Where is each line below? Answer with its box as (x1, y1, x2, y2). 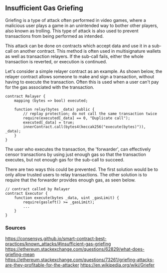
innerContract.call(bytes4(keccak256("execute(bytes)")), (23, 124, 146, 129)
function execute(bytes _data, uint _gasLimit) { (14, 195, 120, 200)
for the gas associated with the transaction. (5, 84, 95, 90)
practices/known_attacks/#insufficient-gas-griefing (5, 241, 111, 247)
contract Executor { (5, 191, 48, 196)
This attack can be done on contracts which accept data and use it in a (5, 42, 151, 49)
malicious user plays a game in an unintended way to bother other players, (5, 22, 159, 28)
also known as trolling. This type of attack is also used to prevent (5, 27, 139, 34)
